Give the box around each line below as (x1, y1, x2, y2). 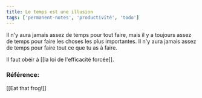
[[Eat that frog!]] (6, 84, 47, 91)
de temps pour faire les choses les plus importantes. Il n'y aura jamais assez (6, 38, 197, 45)
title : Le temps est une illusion (6, 8, 94, 15)
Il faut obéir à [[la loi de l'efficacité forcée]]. (6, 56, 114, 63)
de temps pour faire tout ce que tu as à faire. (6, 44, 118, 51)
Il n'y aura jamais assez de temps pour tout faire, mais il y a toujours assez (6, 31, 192, 38)
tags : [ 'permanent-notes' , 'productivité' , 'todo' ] (6, 15, 139, 21)
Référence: (6, 71, 40, 79)
